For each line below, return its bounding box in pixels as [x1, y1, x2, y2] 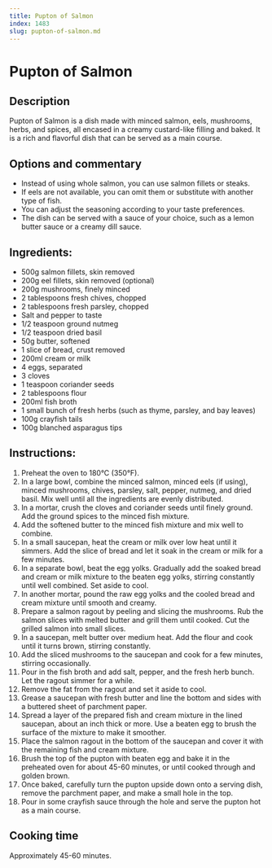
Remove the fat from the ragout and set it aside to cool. [20, 684, 207, 694]
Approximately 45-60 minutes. [9, 850, 112, 860]
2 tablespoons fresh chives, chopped [20, 293, 147, 302]
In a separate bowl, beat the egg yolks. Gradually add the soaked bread [20, 563, 261, 572]
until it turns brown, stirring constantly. [20, 641, 151, 651]
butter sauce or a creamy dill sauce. [20, 221, 142, 232]
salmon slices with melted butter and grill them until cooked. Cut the [20, 615, 250, 625]
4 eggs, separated [20, 362, 83, 371]
